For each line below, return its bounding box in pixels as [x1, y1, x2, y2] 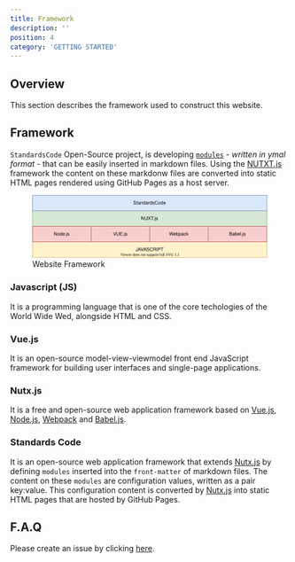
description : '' [10, 23, 70, 33]
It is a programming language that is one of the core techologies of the [10, 301, 268, 312]
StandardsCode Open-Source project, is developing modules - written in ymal [10, 149, 286, 160]
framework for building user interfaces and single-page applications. [10, 362, 261, 372]
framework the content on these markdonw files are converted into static [10, 168, 277, 178]
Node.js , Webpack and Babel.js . [10, 414, 127, 425]
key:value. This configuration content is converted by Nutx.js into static [10, 484, 270, 496]
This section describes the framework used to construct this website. [10, 100, 264, 111]
